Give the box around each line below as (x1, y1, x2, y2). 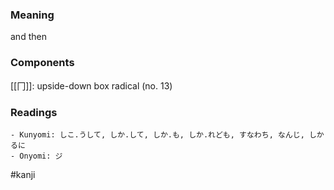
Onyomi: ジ (19, 151, 63, 161)
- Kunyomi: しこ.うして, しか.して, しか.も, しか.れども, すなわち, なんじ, (10, 129, 305, 140)
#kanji (10, 168, 36, 180)
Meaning (10, 8, 55, 22)
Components (10, 56, 75, 70)
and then (10, 31, 47, 43)
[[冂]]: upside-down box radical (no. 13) (10, 79, 173, 92)
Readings (10, 105, 58, 119)
